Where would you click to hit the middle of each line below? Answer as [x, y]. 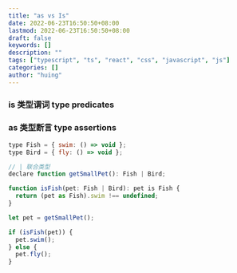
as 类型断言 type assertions [63, 128]
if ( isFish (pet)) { [41, 232]
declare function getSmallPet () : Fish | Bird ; [87, 174]
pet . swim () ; [36, 239]
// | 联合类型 [29, 167]
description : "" [35, 53]
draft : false [30, 38]
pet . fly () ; [34, 255]
